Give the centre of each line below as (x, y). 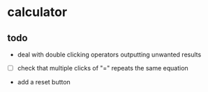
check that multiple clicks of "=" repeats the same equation (103, 68)
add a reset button (44, 82)
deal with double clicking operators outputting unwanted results (109, 54)
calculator (37, 12)
